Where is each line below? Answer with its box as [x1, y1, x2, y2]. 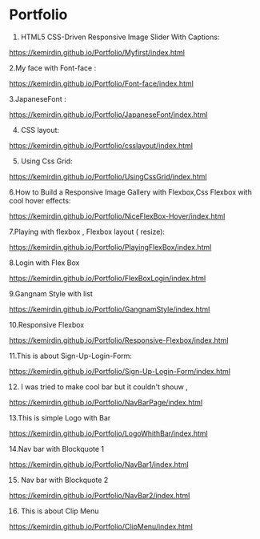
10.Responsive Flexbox [9, 320, 85, 329]
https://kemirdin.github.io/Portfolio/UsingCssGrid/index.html [9, 171, 207, 181]
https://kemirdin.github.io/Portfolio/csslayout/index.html [9, 140, 193, 150]
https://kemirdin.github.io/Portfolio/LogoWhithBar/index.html [9, 428, 208, 438]
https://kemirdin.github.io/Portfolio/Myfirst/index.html [9, 47, 185, 57]
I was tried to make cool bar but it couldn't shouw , [20, 382, 189, 392]
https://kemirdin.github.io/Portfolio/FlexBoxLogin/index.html [9, 273, 206, 283]
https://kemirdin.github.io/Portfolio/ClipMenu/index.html [9, 521, 193, 531]
